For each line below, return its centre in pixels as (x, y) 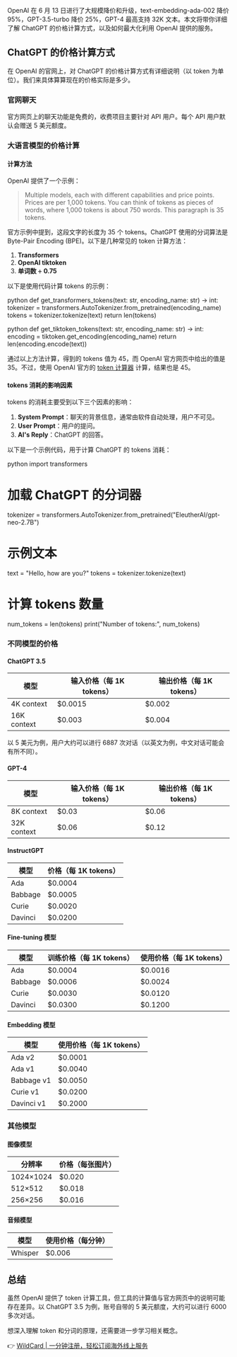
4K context (29, 704)
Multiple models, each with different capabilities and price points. (120, 195)
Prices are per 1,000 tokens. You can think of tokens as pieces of (119, 202)
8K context (29, 811)
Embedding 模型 (31, 1024)
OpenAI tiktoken (42, 263)
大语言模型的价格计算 (43, 146)
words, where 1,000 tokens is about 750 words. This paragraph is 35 (124, 210)
